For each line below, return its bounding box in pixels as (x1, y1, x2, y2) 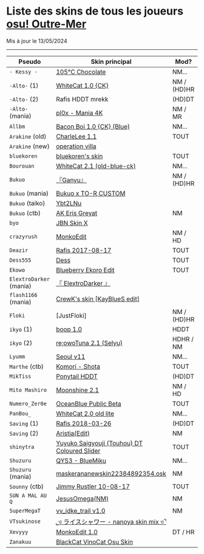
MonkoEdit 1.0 (55, 527, 98, 536)
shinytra (9, 443, 35, 450)
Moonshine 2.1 (55, 386, 99, 394)
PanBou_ (9, 410, 32, 417)
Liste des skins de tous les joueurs (6, 4, 184, 18)
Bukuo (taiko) (9, 199, 46, 207)
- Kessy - (9, 68, 38, 75)
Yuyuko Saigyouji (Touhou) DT (55, 439, 143, 447)
